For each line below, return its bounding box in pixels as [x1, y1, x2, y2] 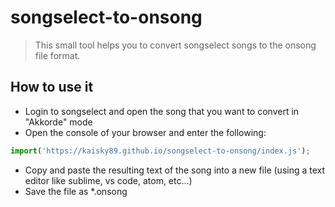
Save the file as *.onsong [24, 185, 128, 197]
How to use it [10, 79, 94, 96]
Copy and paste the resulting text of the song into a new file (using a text [24, 164, 326, 176]
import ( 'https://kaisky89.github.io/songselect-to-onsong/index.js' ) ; [10, 146, 311, 156]
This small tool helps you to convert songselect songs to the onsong [34, 39, 317, 51]
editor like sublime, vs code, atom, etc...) [24, 174, 193, 186]
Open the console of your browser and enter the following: [24, 126, 267, 138]
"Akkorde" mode [24, 116, 93, 128]
